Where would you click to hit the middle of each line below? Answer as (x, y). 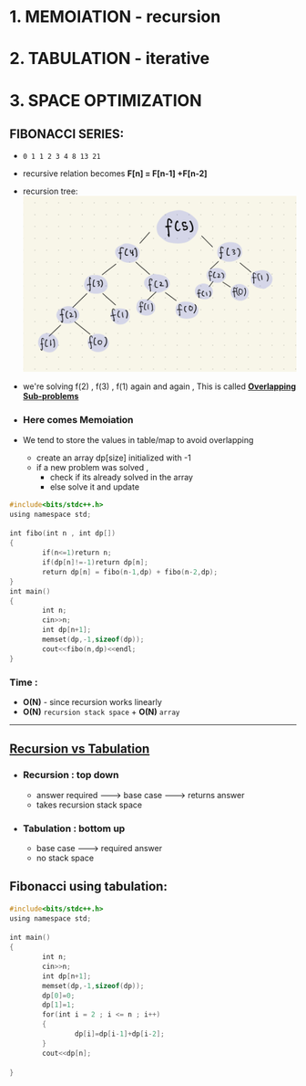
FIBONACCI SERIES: (67, 134)
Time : (24, 682)
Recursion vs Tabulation (80, 749)
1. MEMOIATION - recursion (115, 17)
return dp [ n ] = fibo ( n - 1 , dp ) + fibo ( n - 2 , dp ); (130, 572)
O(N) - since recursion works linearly (92, 701)
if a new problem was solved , (92, 467)
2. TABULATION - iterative (110, 59)
